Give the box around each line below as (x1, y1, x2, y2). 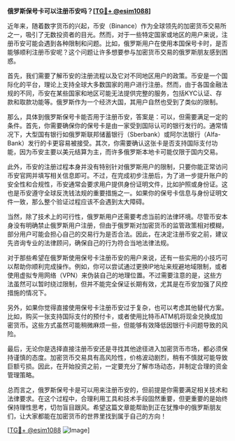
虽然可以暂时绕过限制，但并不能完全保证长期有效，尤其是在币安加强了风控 (13, 280, 228, 288)
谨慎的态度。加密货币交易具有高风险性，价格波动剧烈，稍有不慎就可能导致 (13, 353, 228, 361)
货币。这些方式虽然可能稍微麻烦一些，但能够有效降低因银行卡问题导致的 (13, 321, 222, 329)
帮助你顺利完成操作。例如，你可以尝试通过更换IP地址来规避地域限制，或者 (13, 262, 227, 270)
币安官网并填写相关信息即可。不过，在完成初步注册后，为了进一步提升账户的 (7, 171, 228, 179)
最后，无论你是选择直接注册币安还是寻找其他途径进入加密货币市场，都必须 (7, 344, 222, 353)
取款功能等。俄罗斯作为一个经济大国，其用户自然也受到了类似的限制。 (19, 98, 222, 106)
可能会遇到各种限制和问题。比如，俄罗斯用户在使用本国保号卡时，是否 (25, 39, 228, 48)
